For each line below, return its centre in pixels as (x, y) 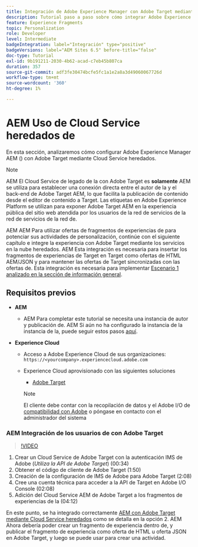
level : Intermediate (32, 39)
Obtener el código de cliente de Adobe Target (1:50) (78, 470)
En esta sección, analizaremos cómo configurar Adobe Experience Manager (99, 152)
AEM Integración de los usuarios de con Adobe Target (85, 433)
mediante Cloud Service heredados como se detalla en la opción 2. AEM (94, 519)
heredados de (41, 136)
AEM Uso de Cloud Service (73, 123)
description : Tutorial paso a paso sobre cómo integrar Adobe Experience (99, 17)
